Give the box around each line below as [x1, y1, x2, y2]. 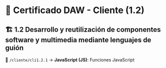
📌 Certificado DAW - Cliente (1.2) [5, 5, 145, 16]
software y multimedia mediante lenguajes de [5, 35, 152, 44]
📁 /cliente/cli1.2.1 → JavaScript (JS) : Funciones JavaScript [5, 57, 135, 62]
